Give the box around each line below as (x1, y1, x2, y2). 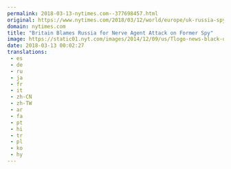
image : (7, 36, 26, 43)
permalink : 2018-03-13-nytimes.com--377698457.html (7, 10, 158, 17)
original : (7, 17, 36, 23)
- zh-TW (10, 100, 32, 107)
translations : (7, 49, 48, 56)
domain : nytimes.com (7, 23, 67, 30)
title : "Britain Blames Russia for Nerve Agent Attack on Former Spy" (7, 29, 214, 37)
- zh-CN (10, 94, 32, 101)
